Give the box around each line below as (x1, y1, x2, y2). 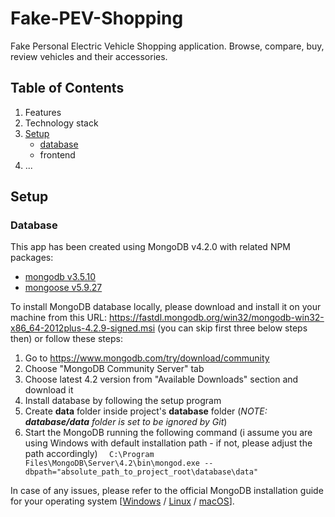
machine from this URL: (10, 312, 107, 324)
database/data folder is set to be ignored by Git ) (24, 416, 228, 428)
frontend (39, 148, 76, 161)
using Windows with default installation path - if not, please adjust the (24, 437, 313, 449)
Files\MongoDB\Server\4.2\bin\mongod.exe (24, 458, 200, 469)
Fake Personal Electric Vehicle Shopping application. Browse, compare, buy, (10, 40, 325, 52)
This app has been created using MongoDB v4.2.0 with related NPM (10, 241, 292, 253)
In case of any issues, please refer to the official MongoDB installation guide (10, 485, 324, 497)
